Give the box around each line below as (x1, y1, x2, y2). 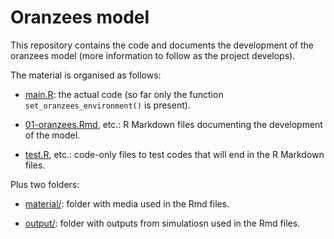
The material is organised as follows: (10, 69, 162, 81)
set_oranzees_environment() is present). (24, 99, 191, 111)
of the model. (24, 129, 81, 141)
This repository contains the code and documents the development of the (10, 39, 314, 51)
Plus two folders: (10, 178, 80, 190)
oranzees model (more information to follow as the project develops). (10, 49, 296, 61)
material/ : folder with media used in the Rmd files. (24, 197, 230, 210)
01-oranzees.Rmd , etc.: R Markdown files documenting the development (24, 118, 323, 130)
